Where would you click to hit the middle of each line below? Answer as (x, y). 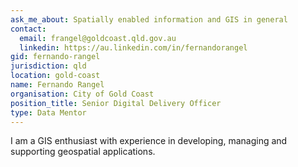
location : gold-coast (55, 76)
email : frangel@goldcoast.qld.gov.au (98, 38)
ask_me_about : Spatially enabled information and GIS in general (149, 19)
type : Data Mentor (48, 112)
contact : (28, 29)
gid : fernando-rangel (55, 57)
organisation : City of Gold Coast (82, 94)
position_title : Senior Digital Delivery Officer (116, 103)
